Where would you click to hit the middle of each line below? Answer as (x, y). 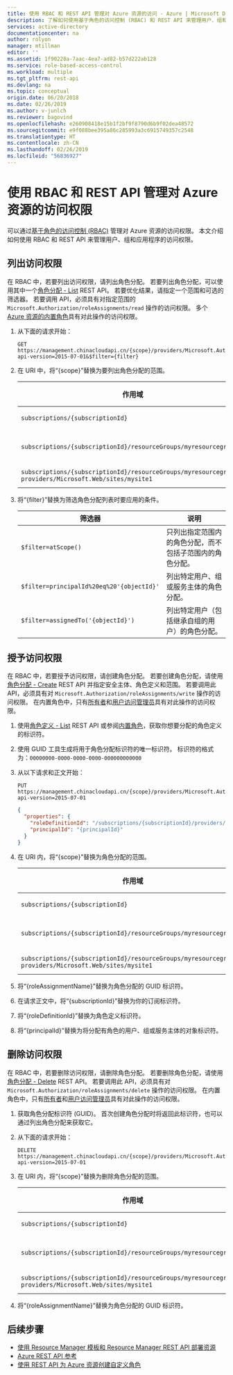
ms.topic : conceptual (38, 91)
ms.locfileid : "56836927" (44, 156)
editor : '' (23, 53)
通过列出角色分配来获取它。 (57, 1122)
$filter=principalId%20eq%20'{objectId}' (90, 586)
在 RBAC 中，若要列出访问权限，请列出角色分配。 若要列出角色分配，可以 (112, 281)
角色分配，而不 (197, 542)
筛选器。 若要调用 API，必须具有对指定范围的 (72, 299)
